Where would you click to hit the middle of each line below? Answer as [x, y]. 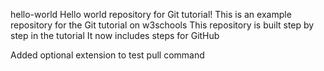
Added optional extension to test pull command [107, 55]
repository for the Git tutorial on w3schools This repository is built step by [162, 25]
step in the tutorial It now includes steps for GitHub [115, 35]
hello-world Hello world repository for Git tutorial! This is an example [151, 14]
